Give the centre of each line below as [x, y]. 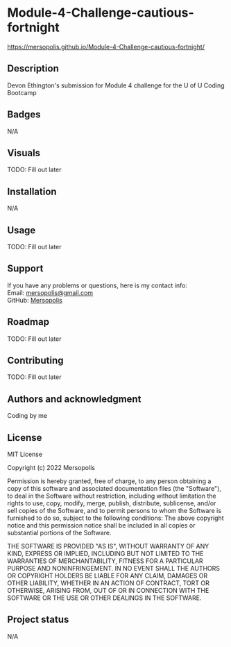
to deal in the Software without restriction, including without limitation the [112, 496]
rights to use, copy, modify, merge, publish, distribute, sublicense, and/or [112, 503]
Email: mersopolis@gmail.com [50, 292]
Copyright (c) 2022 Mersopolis [51, 468]
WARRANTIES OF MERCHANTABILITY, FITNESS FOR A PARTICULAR [105, 561]
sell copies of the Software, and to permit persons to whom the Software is [114, 511]
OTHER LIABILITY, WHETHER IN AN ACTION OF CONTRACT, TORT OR [108, 583]
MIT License [25, 454]
